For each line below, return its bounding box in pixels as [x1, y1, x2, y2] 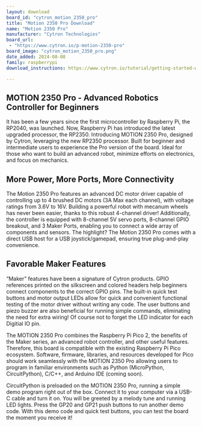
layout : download [6, 8, 50, 15]
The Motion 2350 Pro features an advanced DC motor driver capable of [6, 190, 183, 197]
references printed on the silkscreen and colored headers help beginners [6, 281, 188, 289]
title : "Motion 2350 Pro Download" [6, 20, 96, 26]
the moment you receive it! [6, 414, 73, 421]
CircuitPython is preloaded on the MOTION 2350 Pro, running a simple [6, 382, 181, 389]
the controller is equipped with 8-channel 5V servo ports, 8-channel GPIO [6, 216, 189, 223]
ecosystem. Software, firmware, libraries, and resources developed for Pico [6, 351, 194, 358]
